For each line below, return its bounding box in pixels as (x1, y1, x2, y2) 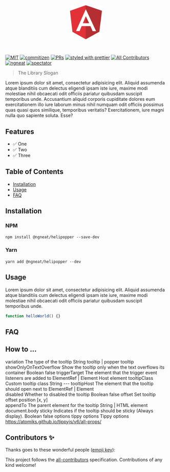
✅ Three (12, 152, 31, 158)
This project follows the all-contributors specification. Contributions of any (5, 457, 163, 463)
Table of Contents (5, 167, 64, 176)
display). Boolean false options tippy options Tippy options (5, 413, 129, 419)
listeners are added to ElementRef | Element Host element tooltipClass (5, 375, 154, 381)
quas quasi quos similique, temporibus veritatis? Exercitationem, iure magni (5, 107, 164, 113)
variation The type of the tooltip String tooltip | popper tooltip (5, 358, 134, 364)
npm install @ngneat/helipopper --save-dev (5, 234, 100, 240)
